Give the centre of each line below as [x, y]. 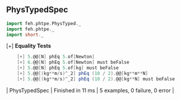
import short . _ [25, 35]
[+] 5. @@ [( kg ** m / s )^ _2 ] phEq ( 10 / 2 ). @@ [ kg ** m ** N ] [82, 74]
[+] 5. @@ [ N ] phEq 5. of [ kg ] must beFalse [68, 68]
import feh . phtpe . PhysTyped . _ [44, 23]
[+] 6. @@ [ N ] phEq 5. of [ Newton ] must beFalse [73, 62]
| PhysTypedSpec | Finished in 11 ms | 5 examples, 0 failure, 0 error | [90, 90]
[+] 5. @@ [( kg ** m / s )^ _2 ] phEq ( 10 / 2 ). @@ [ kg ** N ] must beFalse [96, 79]
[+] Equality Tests [29, 46]
